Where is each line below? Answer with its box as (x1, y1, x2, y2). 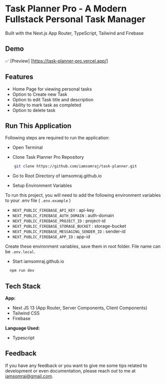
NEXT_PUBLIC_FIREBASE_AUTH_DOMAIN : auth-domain (12, 213, 114, 219)
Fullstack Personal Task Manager (5, 13, 146, 25)
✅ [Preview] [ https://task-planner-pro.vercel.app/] (5, 58, 108, 64)
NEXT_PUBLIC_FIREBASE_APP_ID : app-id (12, 234, 91, 240)
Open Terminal (12, 144, 43, 150)
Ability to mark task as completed (12, 102, 81, 108)
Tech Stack (5, 282, 41, 290)
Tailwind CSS (12, 310, 40, 316)
